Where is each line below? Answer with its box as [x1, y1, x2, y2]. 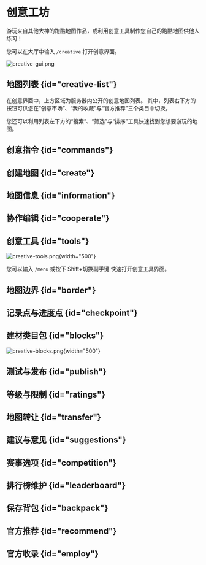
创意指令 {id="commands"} [6, 145, 113, 155]
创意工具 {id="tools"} [6, 236, 90, 246]
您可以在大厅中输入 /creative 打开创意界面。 [6, 47, 121, 55]
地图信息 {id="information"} [6, 190, 115, 201]
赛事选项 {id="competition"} [6, 458, 117, 468]
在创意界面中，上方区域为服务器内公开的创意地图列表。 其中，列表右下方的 [6, 96, 196, 104]
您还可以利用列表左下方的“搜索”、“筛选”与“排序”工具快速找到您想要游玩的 [6, 117, 193, 125]
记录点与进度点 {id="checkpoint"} [6, 307, 138, 318]
